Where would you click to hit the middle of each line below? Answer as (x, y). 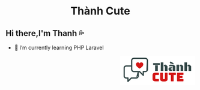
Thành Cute (100, 11)
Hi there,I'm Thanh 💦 (45, 33)
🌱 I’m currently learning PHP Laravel (59, 47)
